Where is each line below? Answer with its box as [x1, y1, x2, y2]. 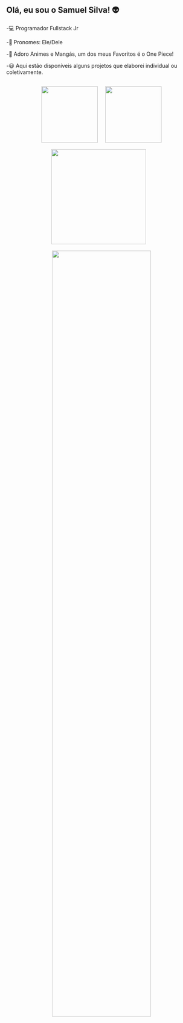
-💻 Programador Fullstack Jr [6, 24, 79, 32]
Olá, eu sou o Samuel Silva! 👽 [6, 5, 120, 15]
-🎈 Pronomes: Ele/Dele [6, 38, 63, 45]
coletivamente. [6, 68, 43, 76]
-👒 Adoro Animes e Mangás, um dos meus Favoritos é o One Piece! [6, 50, 174, 58]
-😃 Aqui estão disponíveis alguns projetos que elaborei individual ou [6, 62, 178, 69]
